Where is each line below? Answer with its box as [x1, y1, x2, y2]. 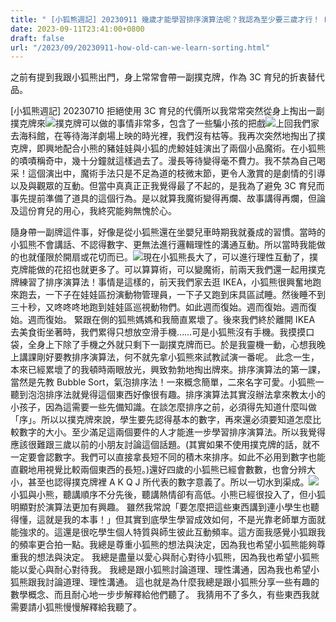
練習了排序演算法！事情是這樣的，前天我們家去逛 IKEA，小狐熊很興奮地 [18, 276, 313, 288]
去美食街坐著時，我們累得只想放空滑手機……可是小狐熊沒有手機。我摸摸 [10, 326, 307, 338]
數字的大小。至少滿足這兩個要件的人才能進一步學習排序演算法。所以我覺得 [18, 426, 326, 438]
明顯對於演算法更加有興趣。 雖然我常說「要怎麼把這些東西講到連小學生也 [10, 501, 311, 513]
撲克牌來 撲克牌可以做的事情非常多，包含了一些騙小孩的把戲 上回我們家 [10, 117, 320, 130]
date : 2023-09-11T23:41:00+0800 [10, 24, 145, 34]
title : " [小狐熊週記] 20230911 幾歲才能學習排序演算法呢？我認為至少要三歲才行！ [10, 14, 321, 25]
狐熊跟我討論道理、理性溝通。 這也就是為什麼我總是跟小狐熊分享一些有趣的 [10, 576, 320, 588]
